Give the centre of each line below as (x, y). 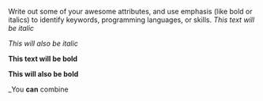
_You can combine (38, 89)
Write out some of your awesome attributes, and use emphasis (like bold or (130, 11)
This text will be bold (43, 59)
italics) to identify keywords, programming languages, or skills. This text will (131, 20)
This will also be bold (43, 74)
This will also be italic (43, 43)
